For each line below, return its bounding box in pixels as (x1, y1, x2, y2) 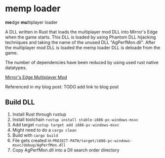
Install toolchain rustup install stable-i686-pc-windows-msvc (12, 117, 139, 122)
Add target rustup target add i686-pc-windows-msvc (12, 121, 120, 127)
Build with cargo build (12, 132, 58, 138)
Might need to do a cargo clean (12, 127, 77, 133)
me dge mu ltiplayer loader (5, 19, 58, 25)
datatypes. (5, 65, 27, 71)
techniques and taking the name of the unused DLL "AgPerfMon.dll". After (5, 39, 156, 45)
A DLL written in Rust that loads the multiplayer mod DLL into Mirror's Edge (5, 29, 158, 35)
